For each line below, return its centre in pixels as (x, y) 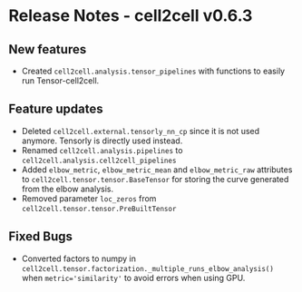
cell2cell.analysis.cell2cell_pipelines (99, 161)
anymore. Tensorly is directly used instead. (102, 141)
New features (48, 49)
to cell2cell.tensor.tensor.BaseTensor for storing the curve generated (155, 179)
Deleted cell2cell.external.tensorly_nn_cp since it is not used (141, 131)
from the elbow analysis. (68, 189)
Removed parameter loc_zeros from (89, 198)
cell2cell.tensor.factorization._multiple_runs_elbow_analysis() (147, 268)
